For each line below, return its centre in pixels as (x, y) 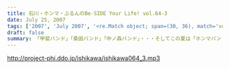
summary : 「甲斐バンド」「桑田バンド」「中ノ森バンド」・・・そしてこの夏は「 (102, 39)
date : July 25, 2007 (37, 20)
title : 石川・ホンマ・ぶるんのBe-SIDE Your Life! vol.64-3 (87, 13)
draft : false (26, 32)
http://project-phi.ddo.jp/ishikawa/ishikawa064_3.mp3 (84, 58)
